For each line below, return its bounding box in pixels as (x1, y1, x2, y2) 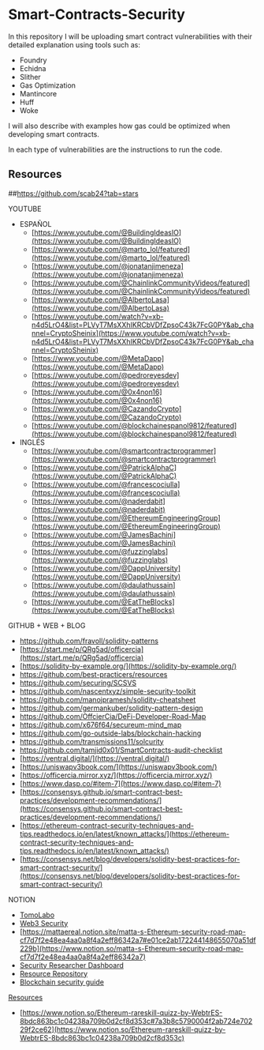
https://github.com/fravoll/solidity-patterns (19, 636, 159, 645)
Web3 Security (19, 918, 69, 928)
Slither (19, 72, 41, 81)
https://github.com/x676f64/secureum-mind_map (19, 720, 182, 729)
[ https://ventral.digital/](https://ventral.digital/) (19, 753, 170, 763)
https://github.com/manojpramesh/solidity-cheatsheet (19, 694, 196, 704)
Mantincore (19, 88, 58, 98)
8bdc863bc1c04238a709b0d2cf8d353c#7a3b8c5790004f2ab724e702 (19, 1016, 253, 1026)
